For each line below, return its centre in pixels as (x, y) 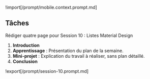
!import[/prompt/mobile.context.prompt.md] (51, 7)
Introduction (26, 45)
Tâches (17, 23)
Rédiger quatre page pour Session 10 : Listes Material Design (69, 35)
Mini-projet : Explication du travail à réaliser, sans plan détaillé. (79, 56)
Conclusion (25, 61)
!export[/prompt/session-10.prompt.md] (47, 71)
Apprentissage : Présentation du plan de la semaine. (68, 51)
